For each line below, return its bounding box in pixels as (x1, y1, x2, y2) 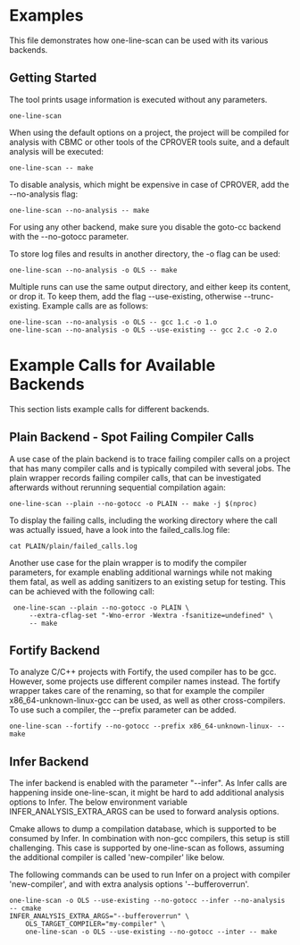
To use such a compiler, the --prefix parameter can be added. (9, 705, 237, 715)
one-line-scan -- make (9, 163, 94, 173)
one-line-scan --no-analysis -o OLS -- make (9, 266, 178, 274)
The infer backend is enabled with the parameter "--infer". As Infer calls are (9, 778, 287, 789)
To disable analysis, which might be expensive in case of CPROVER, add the (9, 179, 290, 190)
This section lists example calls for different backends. (9, 403, 210, 414)
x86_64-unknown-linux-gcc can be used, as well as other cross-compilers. (9, 695, 286, 706)
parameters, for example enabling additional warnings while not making (9, 567, 272, 578)
